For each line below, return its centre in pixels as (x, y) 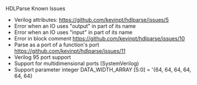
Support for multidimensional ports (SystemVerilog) (76, 63)
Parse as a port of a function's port (57, 45)
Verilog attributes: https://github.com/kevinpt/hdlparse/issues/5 (91, 20)
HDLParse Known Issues (35, 8)
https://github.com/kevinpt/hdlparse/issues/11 (70, 51)
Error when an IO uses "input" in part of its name (73, 32)
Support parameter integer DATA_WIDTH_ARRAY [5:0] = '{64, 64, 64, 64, (103, 69)
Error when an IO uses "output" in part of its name (75, 26)
